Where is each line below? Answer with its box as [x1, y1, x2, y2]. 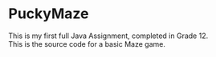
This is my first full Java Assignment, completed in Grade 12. [8, 31, 209, 40]
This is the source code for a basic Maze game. [8, 39, 166, 48]
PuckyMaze [8, 5, 89, 23]
